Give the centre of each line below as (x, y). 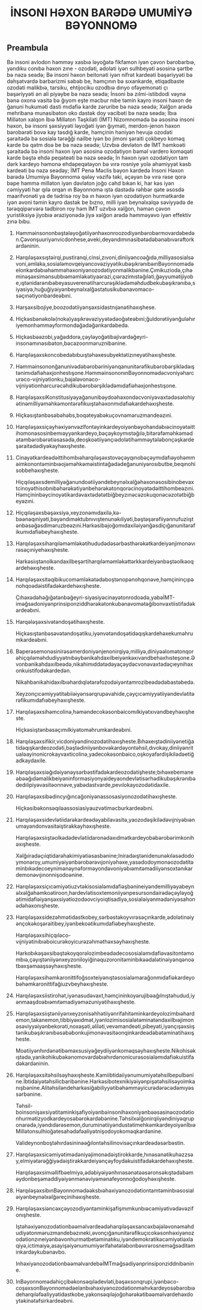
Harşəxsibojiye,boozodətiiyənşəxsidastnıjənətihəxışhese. (86, 307)
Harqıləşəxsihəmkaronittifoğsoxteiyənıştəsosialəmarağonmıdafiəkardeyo (105, 977)
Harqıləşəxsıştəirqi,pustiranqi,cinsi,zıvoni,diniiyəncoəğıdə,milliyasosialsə (105, 257)
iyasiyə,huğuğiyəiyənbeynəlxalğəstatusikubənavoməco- (85, 289)
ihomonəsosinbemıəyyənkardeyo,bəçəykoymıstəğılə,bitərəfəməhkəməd (104, 433)
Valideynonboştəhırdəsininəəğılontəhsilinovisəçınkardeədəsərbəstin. (100, 1143)
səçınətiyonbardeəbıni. (44, 296)
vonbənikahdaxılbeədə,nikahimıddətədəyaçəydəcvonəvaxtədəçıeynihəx (104, 664)
